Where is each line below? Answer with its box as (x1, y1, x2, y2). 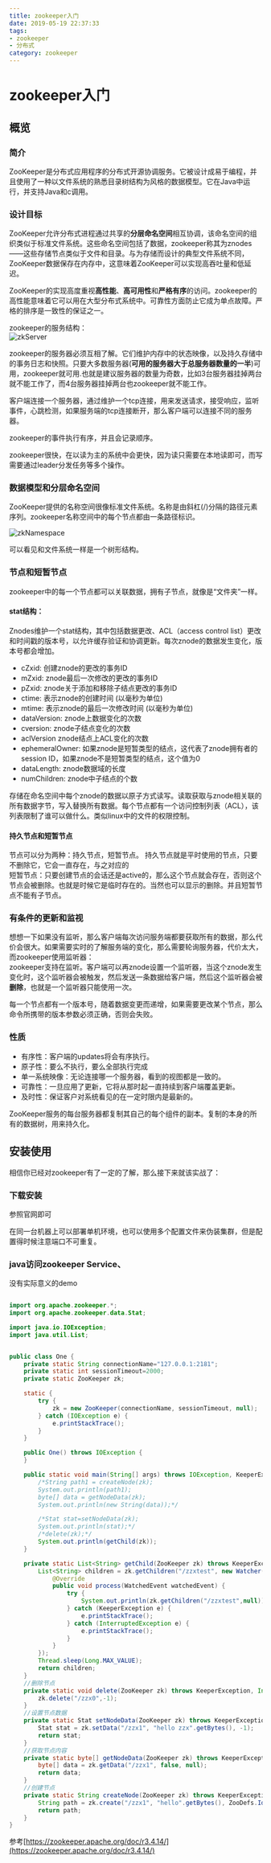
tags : (9, 27, 27, 35)
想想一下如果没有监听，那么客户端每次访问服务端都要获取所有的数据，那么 (9, 932, 256, 942)
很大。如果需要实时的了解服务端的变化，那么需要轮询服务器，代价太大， (23, 942, 263, 952)
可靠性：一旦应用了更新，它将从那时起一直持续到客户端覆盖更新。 (20, 1081, 240, 1091)
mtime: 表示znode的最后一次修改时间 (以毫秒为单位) (20, 703, 194, 712)
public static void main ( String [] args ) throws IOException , (23, 1471, 232, 1479)
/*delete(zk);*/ (38, 1530, 92, 1538)
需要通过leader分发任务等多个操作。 (9, 460, 129, 470)
